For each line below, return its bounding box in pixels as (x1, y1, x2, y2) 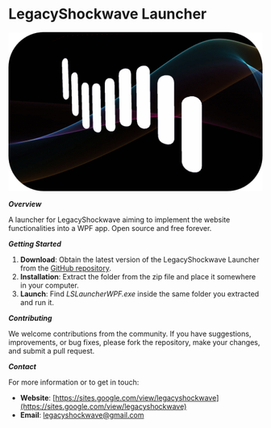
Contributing (8, 313, 52, 323)
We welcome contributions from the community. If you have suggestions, (8, 329, 252, 338)
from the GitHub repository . (19, 263, 111, 273)
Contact (8, 361, 36, 371)
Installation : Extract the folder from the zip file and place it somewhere (19, 271, 256, 281)
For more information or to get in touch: (8, 377, 140, 387)
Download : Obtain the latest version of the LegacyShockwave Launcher (19, 254, 260, 264)
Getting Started (8, 239, 62, 249)
